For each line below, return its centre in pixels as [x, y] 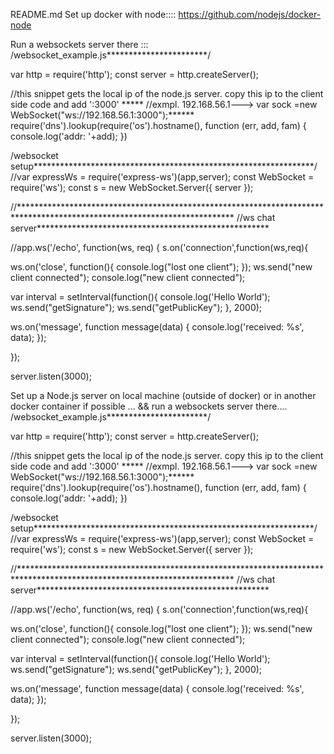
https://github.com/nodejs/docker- [250, 14]
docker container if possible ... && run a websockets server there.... [149, 406]
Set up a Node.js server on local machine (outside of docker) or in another [163, 395]
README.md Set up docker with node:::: [93, 14]
